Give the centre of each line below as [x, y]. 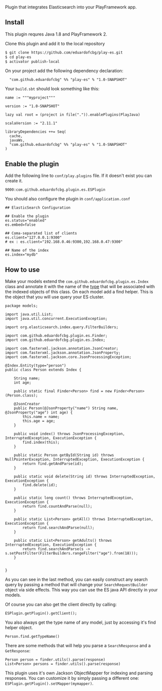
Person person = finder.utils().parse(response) [55, 660]
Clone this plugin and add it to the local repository [55, 43]
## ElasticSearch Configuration [38, 208]
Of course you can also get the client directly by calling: [61, 605]
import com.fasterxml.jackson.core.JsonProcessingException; [68, 357]
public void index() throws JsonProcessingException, [69, 434]
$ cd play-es [18, 57]
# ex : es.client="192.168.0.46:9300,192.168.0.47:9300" [64, 242]
